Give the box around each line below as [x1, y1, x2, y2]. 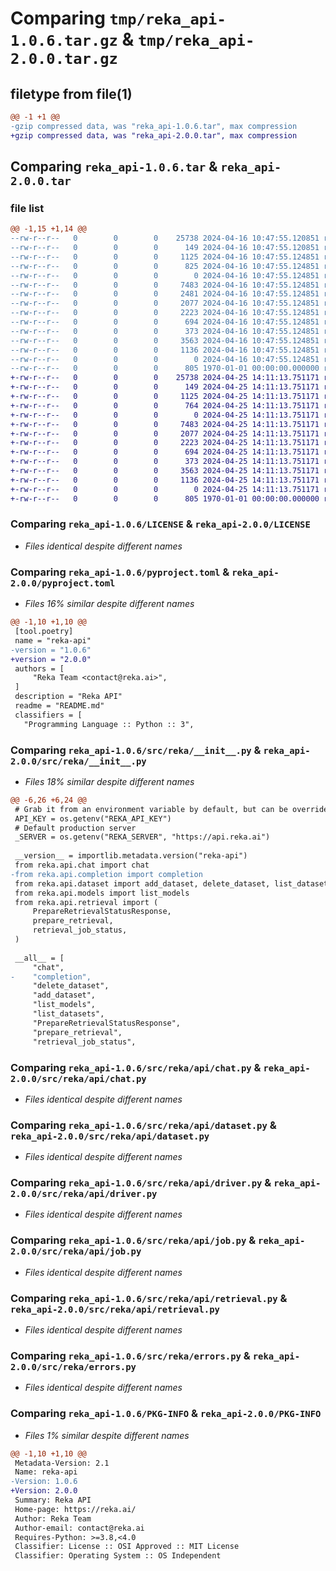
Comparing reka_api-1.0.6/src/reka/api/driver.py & [10, 1176, 272, 1190]
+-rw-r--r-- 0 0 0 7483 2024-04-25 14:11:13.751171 [10, 419, 320, 429]
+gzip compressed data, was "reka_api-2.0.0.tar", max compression [10, 130, 298, 141]
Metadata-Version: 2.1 [14, 1458, 110, 1468]
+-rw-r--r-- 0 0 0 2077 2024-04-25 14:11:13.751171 [10, 428, 320, 439]
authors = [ [14, 663, 65, 674]
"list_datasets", [32, 1009, 105, 1019]
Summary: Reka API [14, 1495, 92, 1506]
